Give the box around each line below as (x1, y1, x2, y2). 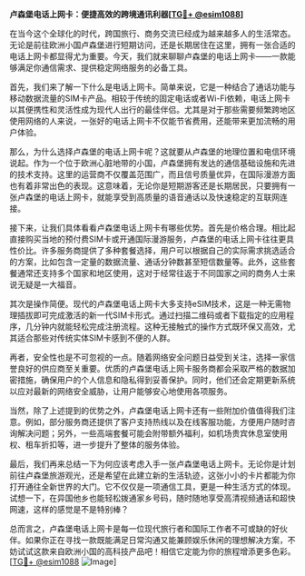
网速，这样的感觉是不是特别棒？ (9, 504, 129, 514)
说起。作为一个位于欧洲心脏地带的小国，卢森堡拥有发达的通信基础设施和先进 (9, 158, 296, 168)
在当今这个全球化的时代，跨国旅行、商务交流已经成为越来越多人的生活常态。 (9, 28, 296, 39)
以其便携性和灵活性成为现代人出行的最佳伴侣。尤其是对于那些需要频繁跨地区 (9, 104, 296, 114)
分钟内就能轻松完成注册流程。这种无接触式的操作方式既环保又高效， (33, 322, 288, 332)
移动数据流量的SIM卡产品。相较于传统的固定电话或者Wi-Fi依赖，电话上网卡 (9, 93, 290, 104)
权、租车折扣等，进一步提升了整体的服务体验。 (9, 440, 184, 450)
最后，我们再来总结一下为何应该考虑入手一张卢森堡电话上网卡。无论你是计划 (9, 459, 296, 469)
